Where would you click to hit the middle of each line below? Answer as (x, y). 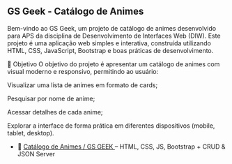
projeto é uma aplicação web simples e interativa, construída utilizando (109, 43)
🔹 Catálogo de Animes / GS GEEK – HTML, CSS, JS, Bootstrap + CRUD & (121, 147)
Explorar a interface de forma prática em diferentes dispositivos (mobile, (111, 126)
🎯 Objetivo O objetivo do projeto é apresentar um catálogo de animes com (114, 64)
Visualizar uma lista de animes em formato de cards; (83, 85)
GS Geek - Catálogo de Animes (76, 12)
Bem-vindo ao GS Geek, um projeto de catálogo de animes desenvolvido (112, 28)
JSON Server (36, 154)
